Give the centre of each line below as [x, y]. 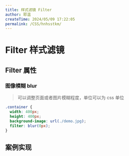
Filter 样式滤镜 [35, 50]
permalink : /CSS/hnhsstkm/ [33, 24]
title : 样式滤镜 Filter [28, 10]
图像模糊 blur [21, 86]
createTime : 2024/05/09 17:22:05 [40, 19]
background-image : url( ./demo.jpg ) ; [48, 121]
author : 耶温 [18, 15]
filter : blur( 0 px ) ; [30, 126]
